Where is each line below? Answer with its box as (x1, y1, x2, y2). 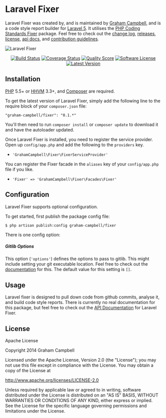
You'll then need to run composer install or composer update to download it (5, 121, 159, 128)
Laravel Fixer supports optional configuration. (5, 203, 98, 210)
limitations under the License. (5, 408, 65, 414)
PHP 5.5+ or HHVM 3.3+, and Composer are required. (5, 88, 115, 94)
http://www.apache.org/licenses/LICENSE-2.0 (5, 377, 99, 383)
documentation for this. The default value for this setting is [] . (5, 267, 132, 273)
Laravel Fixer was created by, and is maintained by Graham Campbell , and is (5, 20, 161, 26)
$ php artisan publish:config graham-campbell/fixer (5, 223, 116, 228)
